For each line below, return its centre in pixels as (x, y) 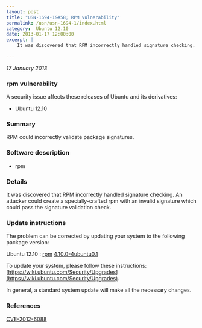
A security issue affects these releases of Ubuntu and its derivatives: (92, 97)
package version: (28, 243)
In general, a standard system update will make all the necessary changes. (99, 290)
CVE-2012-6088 (27, 319)
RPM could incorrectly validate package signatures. (70, 137)
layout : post (23, 12)
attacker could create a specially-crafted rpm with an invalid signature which (102, 201)
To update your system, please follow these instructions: (76, 266)
